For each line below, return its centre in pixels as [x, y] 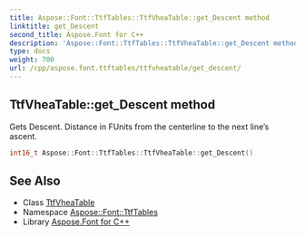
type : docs [30, 52]
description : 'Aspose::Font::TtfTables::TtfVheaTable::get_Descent [140, 43]
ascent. [24, 136]
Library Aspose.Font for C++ [76, 222]
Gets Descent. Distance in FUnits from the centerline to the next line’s [139, 127]
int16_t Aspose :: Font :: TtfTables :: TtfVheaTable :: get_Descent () [132, 153]
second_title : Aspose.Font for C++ [77, 34]
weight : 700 [32, 60]
